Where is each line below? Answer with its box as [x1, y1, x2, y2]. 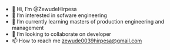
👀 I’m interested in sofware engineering [11, 12, 108, 19]
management [11, 24, 44, 31]
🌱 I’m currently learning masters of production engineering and [11, 18, 165, 25]
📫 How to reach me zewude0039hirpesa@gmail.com [11, 37, 142, 44]
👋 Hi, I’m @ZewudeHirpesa [11, 6, 77, 12]
